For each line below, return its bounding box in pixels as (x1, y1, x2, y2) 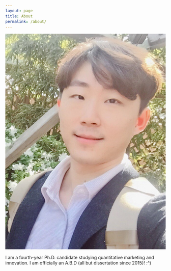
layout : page (5, 8, 33, 13)
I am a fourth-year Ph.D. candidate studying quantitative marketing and (5, 254, 154, 260)
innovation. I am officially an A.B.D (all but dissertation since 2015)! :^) (5, 260, 152, 266)
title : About (5, 13, 33, 19)
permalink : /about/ (5, 19, 47, 24)
